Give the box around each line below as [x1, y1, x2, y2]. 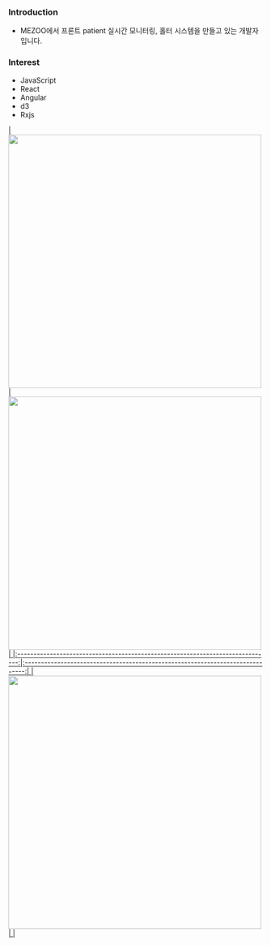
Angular [19, 92, 47, 102]
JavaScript [19, 75, 57, 85]
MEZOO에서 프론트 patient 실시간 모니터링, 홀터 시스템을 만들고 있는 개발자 [19, 26, 259, 36]
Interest [8, 57, 40, 68]
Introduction [8, 6, 58, 18]
